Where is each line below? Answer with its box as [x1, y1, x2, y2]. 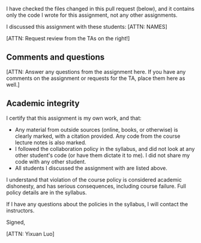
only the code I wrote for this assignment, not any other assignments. [6, 11, 178, 19]
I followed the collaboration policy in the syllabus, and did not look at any [14, 145, 195, 152]
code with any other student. [14, 158, 86, 165]
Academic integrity [6, 99, 80, 109]
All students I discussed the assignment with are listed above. [14, 164, 168, 171]
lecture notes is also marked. [14, 138, 87, 146]
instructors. [6, 207, 35, 214]
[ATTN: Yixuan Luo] [6, 230, 55, 237]
